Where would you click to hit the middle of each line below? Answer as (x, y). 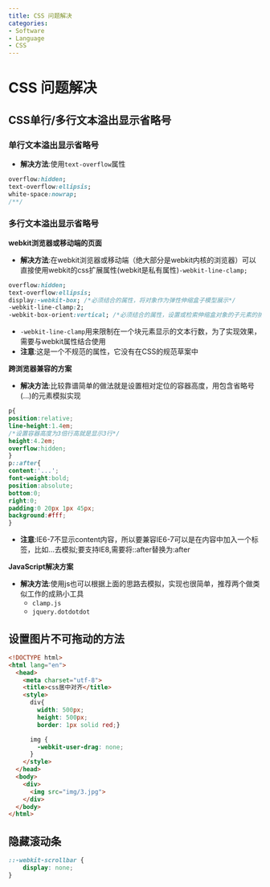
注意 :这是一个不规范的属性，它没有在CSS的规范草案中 (109, 351)
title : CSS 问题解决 (40, 16)
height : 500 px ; (63, 717)
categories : (28, 23)
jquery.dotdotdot (61, 612)
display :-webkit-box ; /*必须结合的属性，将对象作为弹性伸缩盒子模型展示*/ (122, 300)
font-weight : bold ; (39, 478)
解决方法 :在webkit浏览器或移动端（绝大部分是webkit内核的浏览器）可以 (138, 260)
